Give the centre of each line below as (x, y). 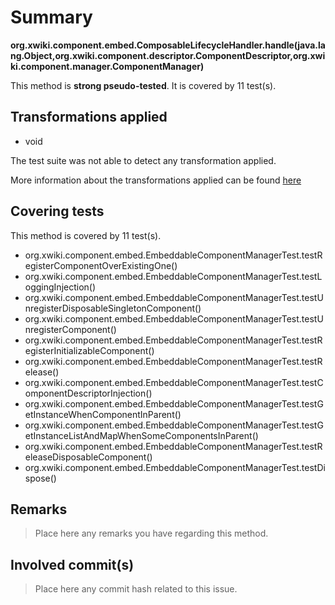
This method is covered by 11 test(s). (86, 235)
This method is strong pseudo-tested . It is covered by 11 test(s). (143, 85)
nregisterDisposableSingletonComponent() (113, 308)
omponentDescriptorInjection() (88, 393)
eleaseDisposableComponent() (88, 457)
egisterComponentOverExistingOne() (101, 265)
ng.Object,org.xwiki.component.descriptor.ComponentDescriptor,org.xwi (168, 55)
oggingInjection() (60, 287)
